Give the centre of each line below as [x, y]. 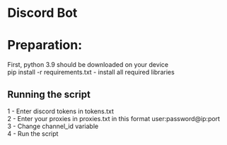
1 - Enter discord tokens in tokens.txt [61, 111]
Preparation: [45, 45]
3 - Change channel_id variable [53, 126]
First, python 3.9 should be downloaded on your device [88, 65]
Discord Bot [42, 13]
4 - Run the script [33, 133]
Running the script [49, 94]
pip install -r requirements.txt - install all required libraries [91, 72]
